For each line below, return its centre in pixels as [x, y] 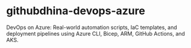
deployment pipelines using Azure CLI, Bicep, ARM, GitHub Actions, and [96, 33]
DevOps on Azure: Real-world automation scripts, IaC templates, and [92, 27]
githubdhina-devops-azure [76, 11]
